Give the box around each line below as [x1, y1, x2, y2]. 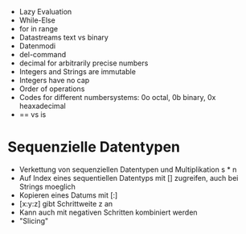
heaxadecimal [18, 101, 66, 111]
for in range [18, 24, 58, 33]
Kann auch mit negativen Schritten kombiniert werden [18, 207, 198, 217]
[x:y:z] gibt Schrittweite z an [18, 198, 113, 208]
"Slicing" [18, 215, 49, 225]
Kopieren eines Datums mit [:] [18, 190, 118, 200]
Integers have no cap [18, 76, 90, 85]
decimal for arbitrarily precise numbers [18, 58, 149, 68]
